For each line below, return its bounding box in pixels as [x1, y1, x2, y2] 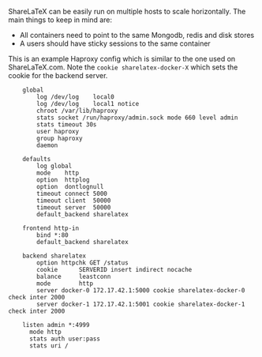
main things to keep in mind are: [8, 15, 113, 24]
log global [36, 162, 73, 170]
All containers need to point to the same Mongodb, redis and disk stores [19, 31, 255, 39]
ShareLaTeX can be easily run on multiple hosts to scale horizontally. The [8, 7, 246, 16]
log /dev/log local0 [36, 93, 114, 101]
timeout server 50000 [36, 204, 111, 212]
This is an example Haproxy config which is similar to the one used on [8, 54, 236, 63]
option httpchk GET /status [36, 259, 129, 267]
